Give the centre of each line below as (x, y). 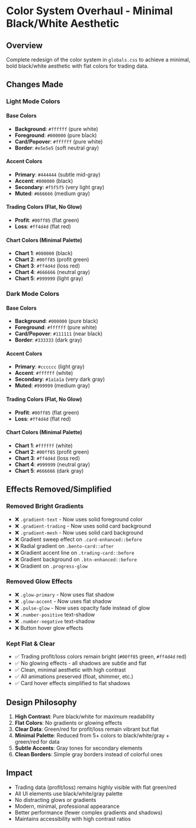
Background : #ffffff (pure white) (57, 129)
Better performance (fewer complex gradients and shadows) (89, 812)
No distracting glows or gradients (55, 800)
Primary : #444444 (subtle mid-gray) (57, 174)
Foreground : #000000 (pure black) (56, 135)
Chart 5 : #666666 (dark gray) (49, 470)
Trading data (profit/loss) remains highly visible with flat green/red (95, 787)
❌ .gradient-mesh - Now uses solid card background (79, 533)
